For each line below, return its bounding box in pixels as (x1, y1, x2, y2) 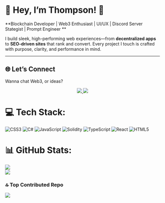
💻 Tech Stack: (5, 106, 66, 118)
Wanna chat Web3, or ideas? (5, 78, 63, 84)
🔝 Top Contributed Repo (5, 181, 64, 188)
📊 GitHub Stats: (5, 144, 72, 156)
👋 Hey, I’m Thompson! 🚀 (5, 4, 105, 16)
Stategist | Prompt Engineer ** (5, 26, 66, 32)
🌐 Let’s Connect (5, 65, 55, 74)
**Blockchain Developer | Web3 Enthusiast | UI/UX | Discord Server (5, 21, 143, 27)
